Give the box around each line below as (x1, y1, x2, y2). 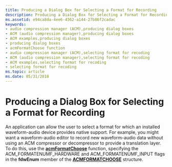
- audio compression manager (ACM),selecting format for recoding (5, 50, 150, 55)
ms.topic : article (5, 69, 45, 75)
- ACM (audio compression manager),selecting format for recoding (5, 55, 150, 60)
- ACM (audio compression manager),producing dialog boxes (5, 31, 134, 36)
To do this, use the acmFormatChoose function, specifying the (5, 145, 139, 151)
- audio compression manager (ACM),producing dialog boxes (5, 27, 134, 32)
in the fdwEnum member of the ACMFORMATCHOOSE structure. (5, 156, 143, 162)
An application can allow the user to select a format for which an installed (5, 124, 160, 130)
